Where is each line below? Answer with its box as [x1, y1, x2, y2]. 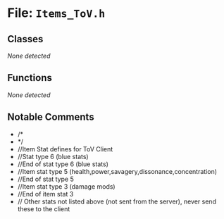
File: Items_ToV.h [7, 5, 106, 21]
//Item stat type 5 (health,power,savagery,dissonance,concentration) [17, 167, 217, 175]
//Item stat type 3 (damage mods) [17, 182, 116, 191]
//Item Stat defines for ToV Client [17, 144, 113, 153]
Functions [7, 72, 53, 84]
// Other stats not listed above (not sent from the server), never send [17, 197, 217, 206]
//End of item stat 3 [17, 189, 74, 198]
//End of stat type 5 [17, 175, 74, 183]
